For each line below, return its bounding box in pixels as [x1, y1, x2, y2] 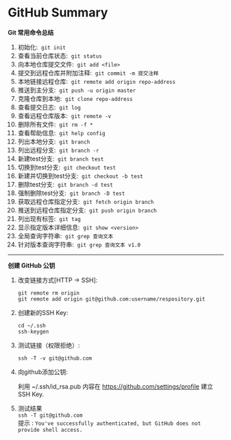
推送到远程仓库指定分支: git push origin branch [17, 206, 157, 214]
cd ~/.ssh [17, 322, 47, 329]
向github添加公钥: [17, 367, 68, 375]
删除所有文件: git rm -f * [17, 120, 93, 128]
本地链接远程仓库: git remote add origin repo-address [17, 77, 176, 85]
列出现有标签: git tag [17, 214, 81, 222]
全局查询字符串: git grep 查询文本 [17, 231, 114, 240]
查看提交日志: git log [17, 103, 81, 111]
